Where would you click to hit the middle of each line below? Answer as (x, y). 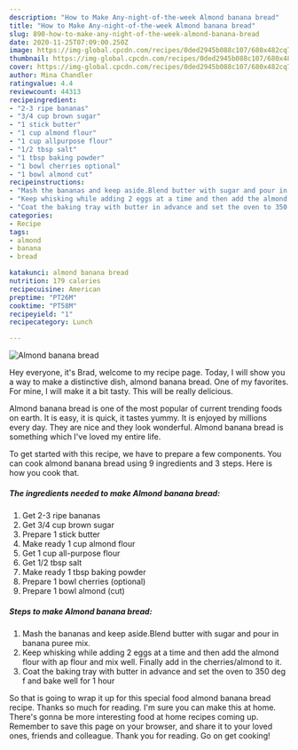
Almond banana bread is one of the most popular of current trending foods (145, 408)
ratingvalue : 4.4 (41, 83)
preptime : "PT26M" (43, 297)
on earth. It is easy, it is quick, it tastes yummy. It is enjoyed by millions (138, 418)
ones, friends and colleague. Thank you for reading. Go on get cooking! (140, 736)
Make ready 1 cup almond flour (78, 544)
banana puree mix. (56, 643)
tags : (19, 232)
